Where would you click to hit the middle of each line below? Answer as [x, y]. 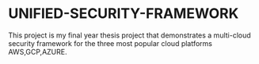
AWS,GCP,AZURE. [38, 52]
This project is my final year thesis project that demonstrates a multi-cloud [129, 35]
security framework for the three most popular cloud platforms [110, 43]
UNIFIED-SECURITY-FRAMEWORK [124, 14]
